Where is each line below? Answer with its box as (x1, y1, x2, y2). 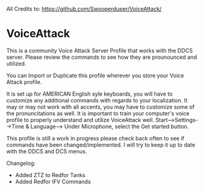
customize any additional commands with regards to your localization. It (6, 96, 188, 104)
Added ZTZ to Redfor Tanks (15, 171, 86, 178)
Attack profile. (6, 78, 42, 85)
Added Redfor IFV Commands (15, 178, 91, 185)
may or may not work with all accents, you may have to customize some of (6, 103, 195, 110)
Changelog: (6, 159, 36, 167)
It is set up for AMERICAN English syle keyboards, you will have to (6, 90, 173, 97)
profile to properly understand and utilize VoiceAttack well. (6, 116, 154, 123)
